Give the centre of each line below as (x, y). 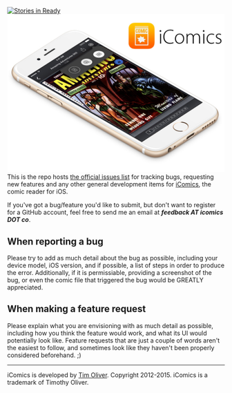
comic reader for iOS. (38, 192)
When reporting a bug (55, 241)
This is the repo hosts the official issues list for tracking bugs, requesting (110, 177)
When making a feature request (77, 309)
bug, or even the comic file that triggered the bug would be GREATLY (105, 280)
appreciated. (25, 287)
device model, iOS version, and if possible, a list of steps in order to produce (116, 265)
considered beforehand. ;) (44, 355)
